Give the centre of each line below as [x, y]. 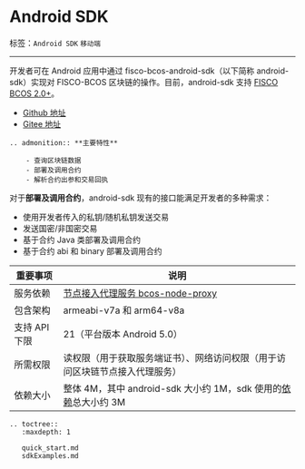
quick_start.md [50, 448]
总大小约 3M [98, 402]
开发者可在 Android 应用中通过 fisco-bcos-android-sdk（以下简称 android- [149, 71]
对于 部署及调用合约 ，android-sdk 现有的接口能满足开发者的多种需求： [141, 198]
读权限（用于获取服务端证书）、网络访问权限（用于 [170, 357]
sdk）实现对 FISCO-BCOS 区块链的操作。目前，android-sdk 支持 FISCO [144, 82]
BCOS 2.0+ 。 [34, 93]
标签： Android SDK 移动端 [55, 43]
